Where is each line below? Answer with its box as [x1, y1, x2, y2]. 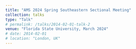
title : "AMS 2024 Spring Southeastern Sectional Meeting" [5, 7, 131, 13]
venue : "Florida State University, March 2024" [5, 27, 109, 32]
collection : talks [5, 12, 44, 17]
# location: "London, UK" [5, 36, 60, 41]
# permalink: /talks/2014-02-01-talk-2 [5, 21, 90, 27]
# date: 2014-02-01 [5, 31, 47, 36]
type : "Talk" [5, 17, 33, 22]
